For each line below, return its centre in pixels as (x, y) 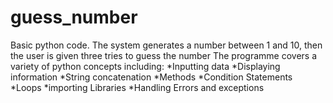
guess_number (74, 17)
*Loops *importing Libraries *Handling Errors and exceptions (137, 87)
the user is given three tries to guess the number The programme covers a (164, 55)
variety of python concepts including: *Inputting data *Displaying (145, 66)
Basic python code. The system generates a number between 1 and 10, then (166, 45)
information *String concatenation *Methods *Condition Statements (151, 77)
